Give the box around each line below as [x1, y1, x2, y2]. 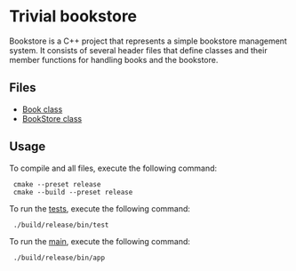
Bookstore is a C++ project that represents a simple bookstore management [9, 36, 287, 46]
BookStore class [21, 113, 83, 124]
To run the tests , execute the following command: [9, 203, 191, 214]
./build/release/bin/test [12, 220, 109, 229]
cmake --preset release [12, 179, 101, 188]
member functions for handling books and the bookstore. [9, 54, 219, 65]
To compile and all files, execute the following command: [9, 163, 218, 173]
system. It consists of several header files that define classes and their [9, 44, 268, 55]
